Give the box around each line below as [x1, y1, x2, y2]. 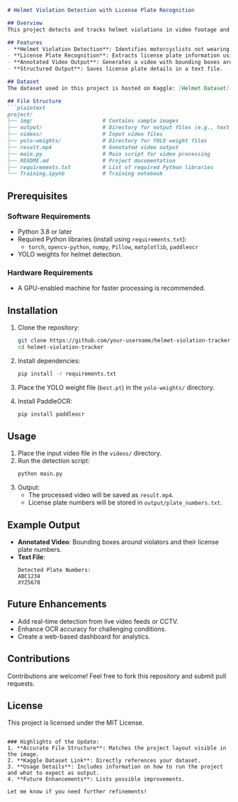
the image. [7, 751, 40, 758]
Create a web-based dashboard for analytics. [17, 632, 151, 641]
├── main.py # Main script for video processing [7, 150, 211, 158]
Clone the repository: [17, 323, 80, 332]
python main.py [17, 470, 63, 477]
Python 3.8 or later [17, 227, 72, 236]
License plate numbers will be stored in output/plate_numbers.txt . [28, 498, 222, 507]
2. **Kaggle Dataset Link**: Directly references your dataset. [7, 757, 201, 764]
